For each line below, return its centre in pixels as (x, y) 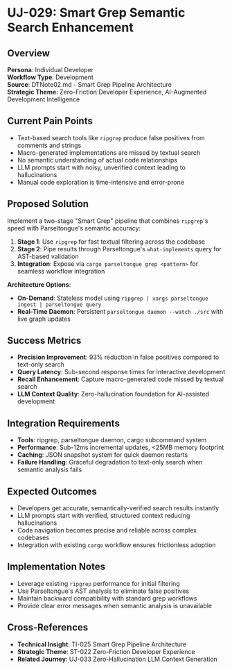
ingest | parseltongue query (59, 304)
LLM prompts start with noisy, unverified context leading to (101, 167)
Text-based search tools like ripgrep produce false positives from (111, 137)
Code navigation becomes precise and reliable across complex (107, 530)
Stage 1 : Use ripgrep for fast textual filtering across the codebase (111, 242)
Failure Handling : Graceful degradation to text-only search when (110, 462)
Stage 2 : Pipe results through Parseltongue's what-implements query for (119, 249)
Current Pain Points (50, 121)
